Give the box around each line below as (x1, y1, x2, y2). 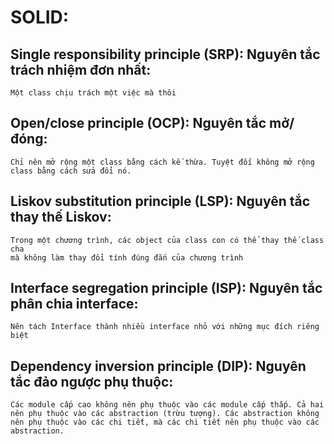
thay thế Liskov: (10, 209, 112, 226)
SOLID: (10, 6, 70, 29)
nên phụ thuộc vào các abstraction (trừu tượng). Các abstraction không (10, 409, 320, 419)
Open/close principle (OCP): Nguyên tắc (10, 115, 267, 132)
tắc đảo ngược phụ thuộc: (10, 373, 174, 390)
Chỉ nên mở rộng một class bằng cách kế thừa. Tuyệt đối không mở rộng (10, 157, 315, 167)
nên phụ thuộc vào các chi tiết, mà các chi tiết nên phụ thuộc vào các (10, 417, 320, 428)
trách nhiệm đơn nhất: (10, 61, 152, 78)
